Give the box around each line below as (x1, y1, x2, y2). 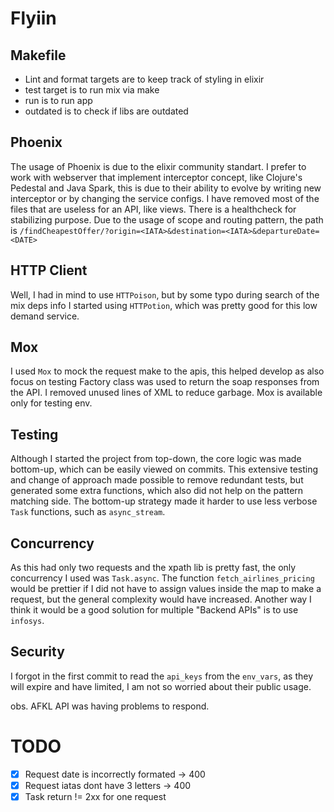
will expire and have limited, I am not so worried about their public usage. (10, 680, 312, 692)
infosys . (10, 615, 45, 627)
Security (10, 643, 65, 661)
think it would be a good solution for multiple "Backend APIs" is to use (10, 604, 299, 616)
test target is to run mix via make (24, 84, 160, 96)
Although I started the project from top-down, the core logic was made (10, 453, 302, 465)
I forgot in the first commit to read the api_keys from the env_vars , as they (10, 670, 314, 682)
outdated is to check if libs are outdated (24, 105, 189, 117)
